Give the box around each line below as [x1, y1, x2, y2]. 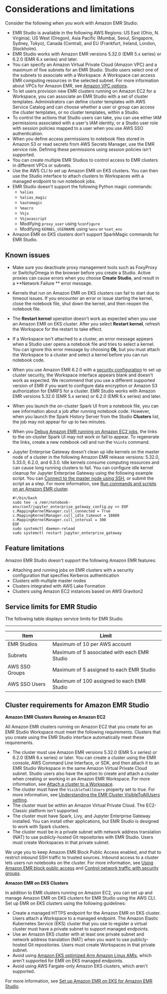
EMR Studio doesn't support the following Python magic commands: [12, 183, 153, 189]
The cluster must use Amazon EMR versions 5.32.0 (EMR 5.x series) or [12, 749, 158, 755]
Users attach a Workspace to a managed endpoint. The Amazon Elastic [12, 915, 159, 922]
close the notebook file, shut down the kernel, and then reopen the [12, 301, 149, 307]
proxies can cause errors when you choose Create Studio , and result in [12, 275, 159, 281]
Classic [12, 808, 28, 814]
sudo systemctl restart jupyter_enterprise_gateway [12, 530, 122, 535]
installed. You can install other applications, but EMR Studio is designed [12, 818, 159, 824]
